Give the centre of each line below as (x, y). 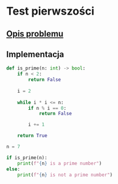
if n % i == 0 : (47, 108)
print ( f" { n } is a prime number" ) (60, 163)
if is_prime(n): (27, 157)
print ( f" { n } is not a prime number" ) (65, 175)
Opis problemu (35, 34)
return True (32, 136)
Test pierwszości (50, 11)
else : (13, 169)
